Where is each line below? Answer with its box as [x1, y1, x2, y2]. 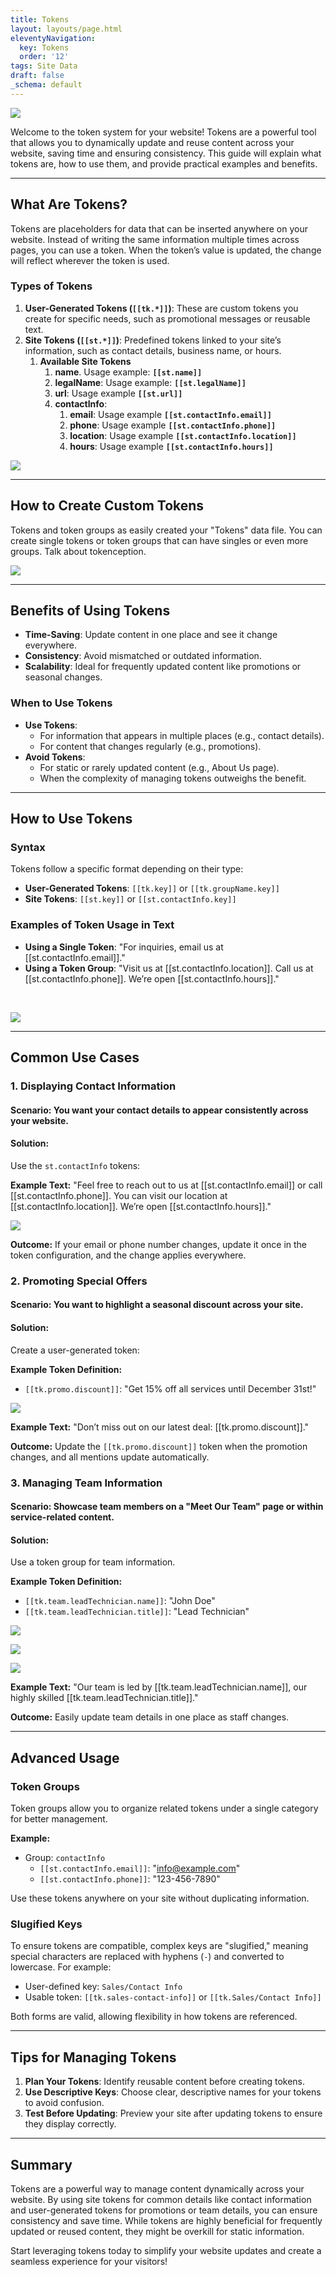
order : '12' [19, 52, 70, 62]
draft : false [10, 71, 65, 81]
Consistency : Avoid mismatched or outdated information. [24, 650, 262, 662]
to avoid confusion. [24, 2097, 105, 2109]
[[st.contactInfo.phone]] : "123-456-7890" [39, 1873, 221, 1885]
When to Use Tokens [10, 696, 113, 710]
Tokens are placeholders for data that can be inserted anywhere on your [10, 222, 309, 235]
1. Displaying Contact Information [10, 1079, 177, 1093]
